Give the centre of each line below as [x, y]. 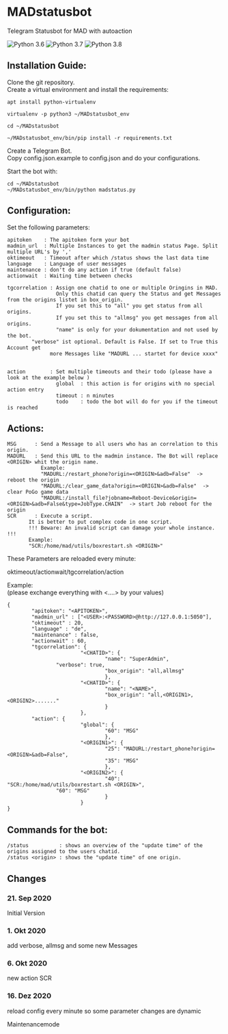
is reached [23, 407]
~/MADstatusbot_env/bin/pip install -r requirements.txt [90, 138]
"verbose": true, [81, 665]
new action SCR [30, 978]
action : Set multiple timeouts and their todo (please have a [110, 371]
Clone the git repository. [41, 82]
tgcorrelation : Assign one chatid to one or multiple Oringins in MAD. [113, 288]
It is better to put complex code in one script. [100, 522]
